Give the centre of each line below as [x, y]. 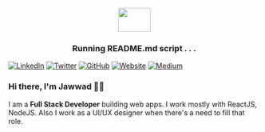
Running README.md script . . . [134, 48]
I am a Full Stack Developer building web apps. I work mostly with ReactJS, [133, 104]
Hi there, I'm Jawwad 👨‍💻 [57, 86]
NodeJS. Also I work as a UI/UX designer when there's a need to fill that [127, 112]
